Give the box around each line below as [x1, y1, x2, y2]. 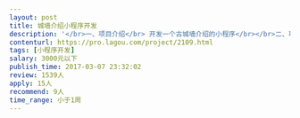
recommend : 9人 [9, 87, 64, 96]
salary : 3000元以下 [9, 54, 78, 63]
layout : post [9, 12, 58, 22]
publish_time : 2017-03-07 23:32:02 [9, 63, 142, 72]
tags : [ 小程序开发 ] [9, 46, 75, 55]
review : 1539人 [9, 71, 64, 80]
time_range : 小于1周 [9, 95, 82, 105]
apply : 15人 [9, 79, 53, 88]
